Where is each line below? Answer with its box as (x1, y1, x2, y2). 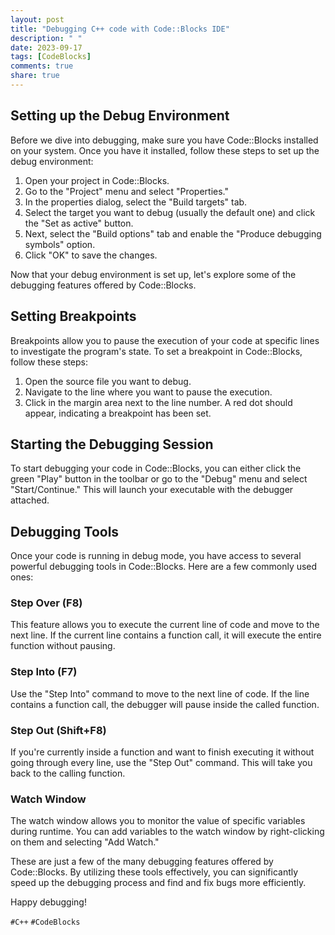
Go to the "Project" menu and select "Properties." (24, 185, 230, 197)
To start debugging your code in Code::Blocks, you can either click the (10, 462, 302, 475)
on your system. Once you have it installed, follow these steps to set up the (10, 144, 320, 156)
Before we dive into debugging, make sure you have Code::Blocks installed (10, 134, 319, 146)
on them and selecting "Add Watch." (10, 836, 160, 848)
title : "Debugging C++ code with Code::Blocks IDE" (10, 24, 230, 34)
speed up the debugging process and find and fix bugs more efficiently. (10, 877, 307, 889)
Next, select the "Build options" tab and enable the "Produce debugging (24, 227, 322, 240)
